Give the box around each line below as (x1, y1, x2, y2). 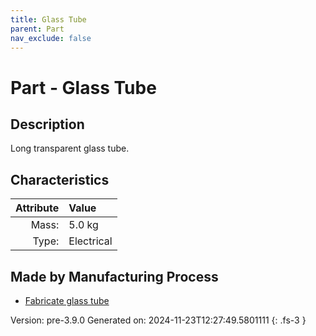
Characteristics (10, 171, 110, 188)
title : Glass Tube (10, 14, 87, 25)
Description (10, 116, 85, 133)
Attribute (15, 201, 60, 215)
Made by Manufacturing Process (10, 268, 219, 285)
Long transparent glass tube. (10, 142, 130, 155)
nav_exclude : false (10, 33, 92, 43)
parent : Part (10, 24, 65, 34)
